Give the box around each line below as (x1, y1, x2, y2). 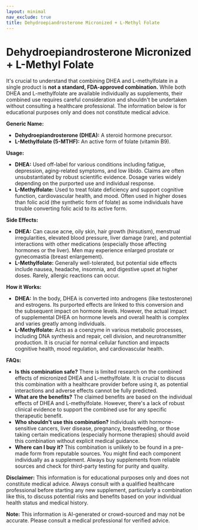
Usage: (6, 149, 25, 157)
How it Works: (6, 284, 42, 291)
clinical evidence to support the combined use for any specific (14, 406, 167, 413)
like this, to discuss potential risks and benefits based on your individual (6, 493, 181, 500)
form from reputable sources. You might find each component (30, 450, 181, 457)
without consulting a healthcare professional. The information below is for (6, 102, 186, 110)
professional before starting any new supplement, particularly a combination (6, 487, 192, 494)
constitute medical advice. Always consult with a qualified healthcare (6, 480, 175, 487)
